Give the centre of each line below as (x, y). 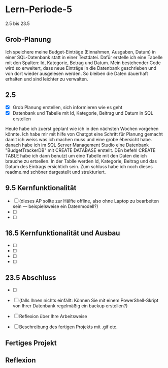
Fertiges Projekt (31, 343)
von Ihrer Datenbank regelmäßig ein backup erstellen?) (70, 306)
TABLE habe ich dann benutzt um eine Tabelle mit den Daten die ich (76, 155)
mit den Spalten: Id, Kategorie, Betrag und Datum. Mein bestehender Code (83, 63)
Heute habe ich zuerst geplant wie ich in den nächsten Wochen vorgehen (82, 128)
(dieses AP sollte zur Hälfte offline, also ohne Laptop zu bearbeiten (89, 201)
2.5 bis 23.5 (18, 23)
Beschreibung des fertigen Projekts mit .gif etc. (68, 327)
